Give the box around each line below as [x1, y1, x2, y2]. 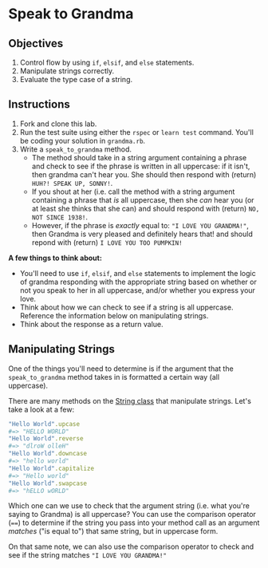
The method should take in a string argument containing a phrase [31, 152, 247, 162]
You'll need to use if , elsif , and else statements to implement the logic [19, 268, 257, 278]
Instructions [8, 97, 70, 112]
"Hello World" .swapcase [8, 479, 88, 487]
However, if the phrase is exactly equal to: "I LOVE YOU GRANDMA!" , [31, 220, 249, 230]
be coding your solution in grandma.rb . [19, 136, 146, 145]
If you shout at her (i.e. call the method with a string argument [31, 187, 235, 196]
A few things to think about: [8, 253, 102, 262]
